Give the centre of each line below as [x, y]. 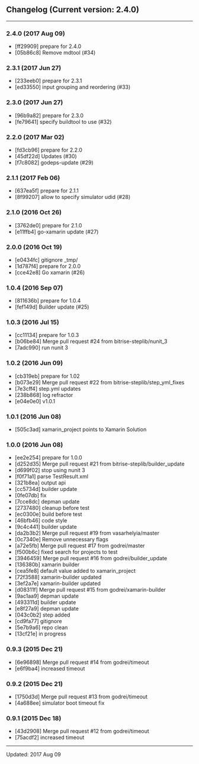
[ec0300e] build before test [48, 514]
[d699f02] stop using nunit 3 [50, 470]
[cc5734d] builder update [46, 489]
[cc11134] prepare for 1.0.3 [47, 335]
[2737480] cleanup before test [52, 508]
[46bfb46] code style [41, 521]
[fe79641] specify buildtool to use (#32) [63, 121]
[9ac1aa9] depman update [46, 596]
